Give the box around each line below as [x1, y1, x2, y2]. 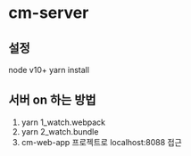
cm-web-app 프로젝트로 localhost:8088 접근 [21, 136, 182, 147]
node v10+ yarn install [8, 65, 90, 75]
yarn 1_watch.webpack [21, 117, 106, 127]
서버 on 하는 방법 [8, 93, 96, 108]
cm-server [8, 3, 89, 23]
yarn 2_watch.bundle [21, 126, 99, 136]
